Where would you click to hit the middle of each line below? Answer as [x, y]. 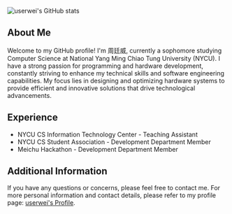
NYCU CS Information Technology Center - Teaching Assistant [107, 134]
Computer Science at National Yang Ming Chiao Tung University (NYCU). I [114, 58]
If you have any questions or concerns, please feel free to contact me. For [114, 188]
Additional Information [57, 171]
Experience [32, 118]
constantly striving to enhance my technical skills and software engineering [116, 73]
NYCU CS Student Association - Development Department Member [114, 142]
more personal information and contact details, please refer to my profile [112, 195]
